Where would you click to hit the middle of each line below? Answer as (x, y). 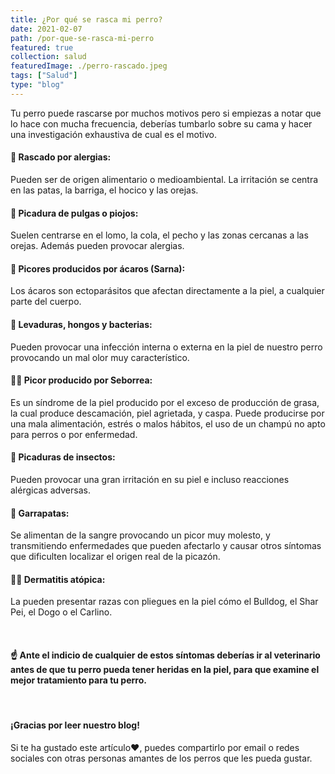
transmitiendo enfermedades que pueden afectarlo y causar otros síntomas (166, 546)
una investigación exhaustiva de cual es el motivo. (113, 134)
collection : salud (48, 57)
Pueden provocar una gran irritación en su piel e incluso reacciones (150, 479)
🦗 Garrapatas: (40, 513)
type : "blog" (37, 85)
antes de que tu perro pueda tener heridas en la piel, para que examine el (165, 669)
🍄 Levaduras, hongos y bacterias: (81, 324)
